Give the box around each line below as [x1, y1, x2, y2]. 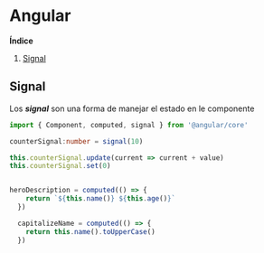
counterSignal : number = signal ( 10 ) [9, 136, 144, 145]
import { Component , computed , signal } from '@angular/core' [9, 120, 249, 129]
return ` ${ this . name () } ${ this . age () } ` [25, 194, 176, 203]
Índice [9, 35, 33, 46]
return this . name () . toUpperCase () [25, 227, 156, 236]
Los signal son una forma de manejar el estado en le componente [9, 103, 255, 114]
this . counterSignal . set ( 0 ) [9, 162, 111, 171]
